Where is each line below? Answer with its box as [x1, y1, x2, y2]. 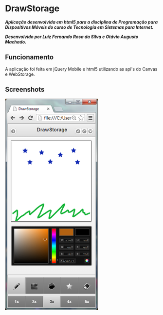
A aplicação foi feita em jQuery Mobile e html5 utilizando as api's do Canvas [5, 66, 158, 72]
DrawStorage [5, 3, 60, 14]
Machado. [5, 39, 27, 44]
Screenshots [5, 85, 45, 94]
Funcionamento [5, 53, 54, 62]
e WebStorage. [5, 71, 35, 77]
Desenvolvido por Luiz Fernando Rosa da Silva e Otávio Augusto [5, 34, 139, 40]
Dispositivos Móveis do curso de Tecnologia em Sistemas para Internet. [5, 24, 154, 30]
